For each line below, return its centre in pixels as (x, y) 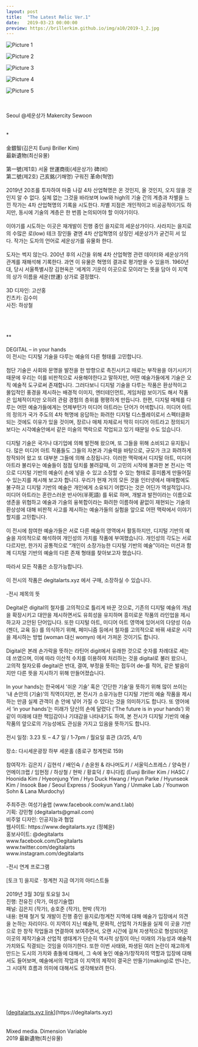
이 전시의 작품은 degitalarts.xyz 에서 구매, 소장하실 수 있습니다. (79, 580)
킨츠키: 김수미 (22, 298)
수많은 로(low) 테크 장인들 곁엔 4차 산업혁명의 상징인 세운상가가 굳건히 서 (96, 234)
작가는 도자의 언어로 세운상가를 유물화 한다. (63, 241)
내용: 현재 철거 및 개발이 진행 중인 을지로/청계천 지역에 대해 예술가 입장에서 (92, 916)
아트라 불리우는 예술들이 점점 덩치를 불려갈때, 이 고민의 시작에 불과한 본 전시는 (96, 466)
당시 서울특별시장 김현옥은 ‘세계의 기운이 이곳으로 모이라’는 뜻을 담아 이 (95, 269)
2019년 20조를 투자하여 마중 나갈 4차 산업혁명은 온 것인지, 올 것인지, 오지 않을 (96, 190)
